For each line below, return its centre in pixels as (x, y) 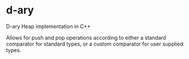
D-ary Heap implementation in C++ (48, 26)
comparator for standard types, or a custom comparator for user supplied (94, 44)
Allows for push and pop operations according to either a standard (86, 37)
